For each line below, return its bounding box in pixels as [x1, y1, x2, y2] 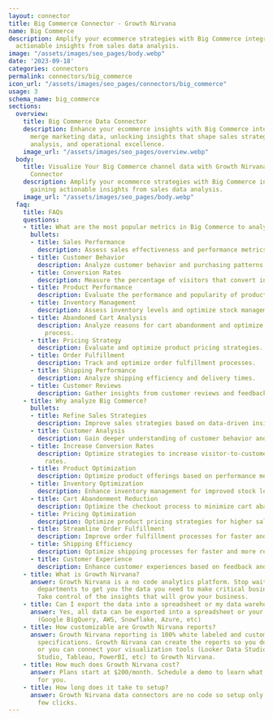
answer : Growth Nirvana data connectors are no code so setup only [29, 691, 264, 699]
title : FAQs [23, 208, 63, 216]
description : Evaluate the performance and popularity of [37, 291, 238, 299]
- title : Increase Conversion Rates [29, 441, 154, 450]
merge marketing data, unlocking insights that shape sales [29, 132, 238, 140]
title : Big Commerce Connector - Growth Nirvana [8, 19, 176, 28]
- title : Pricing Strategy [29, 336, 122, 345]
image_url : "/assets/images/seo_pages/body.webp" [23, 192, 195, 201]
